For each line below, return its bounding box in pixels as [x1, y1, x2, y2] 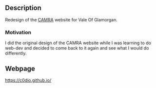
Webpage [5, 64, 35, 72]
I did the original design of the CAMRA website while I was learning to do [5, 40, 151, 46]
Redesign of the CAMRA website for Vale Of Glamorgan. [5, 17, 118, 22]
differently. [5, 51, 27, 56]
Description [5, 4, 41, 12]
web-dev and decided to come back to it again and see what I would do [5, 45, 149, 51]
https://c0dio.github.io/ [5, 77, 52, 83]
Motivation [5, 29, 32, 35]
